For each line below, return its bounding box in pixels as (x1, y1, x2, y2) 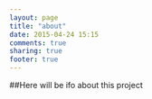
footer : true (9, 55, 59, 64)
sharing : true (9, 47, 63, 56)
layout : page (9, 13, 59, 22)
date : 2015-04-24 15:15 (9, 30, 100, 39)
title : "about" (9, 22, 67, 31)
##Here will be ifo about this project (9, 80, 143, 90)
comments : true (9, 38, 67, 48)
